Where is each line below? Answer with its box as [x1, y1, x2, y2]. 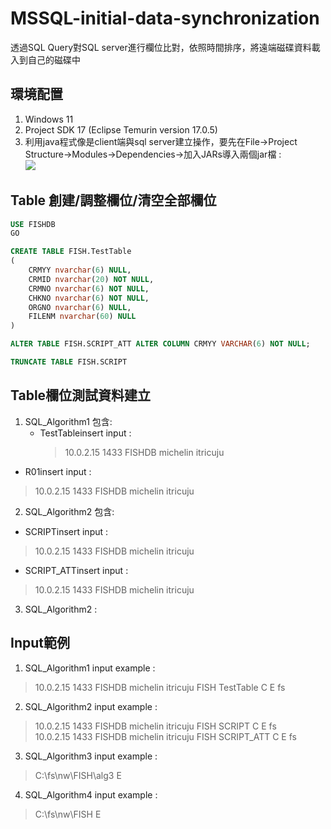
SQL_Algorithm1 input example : [24, 662, 156, 674]
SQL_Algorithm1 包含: [24, 415, 113, 427]
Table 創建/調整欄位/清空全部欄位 [10, 192, 217, 209]
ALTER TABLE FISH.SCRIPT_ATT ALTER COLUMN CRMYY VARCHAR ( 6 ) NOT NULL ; [10, 339, 311, 349]
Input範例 [10, 635, 70, 652]
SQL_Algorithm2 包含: [24, 505, 115, 517]
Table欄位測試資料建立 [10, 387, 152, 404]
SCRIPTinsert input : [24, 525, 109, 537]
